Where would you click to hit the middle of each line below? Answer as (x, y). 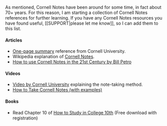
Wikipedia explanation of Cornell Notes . (53, 57)
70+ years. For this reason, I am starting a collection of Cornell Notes (76, 13)
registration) (25, 118)
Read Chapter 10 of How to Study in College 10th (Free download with (85, 112)
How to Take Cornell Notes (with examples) (57, 90)
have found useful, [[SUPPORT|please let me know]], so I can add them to (82, 23)
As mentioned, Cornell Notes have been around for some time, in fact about (83, 7)
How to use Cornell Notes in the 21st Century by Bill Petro (72, 62)
